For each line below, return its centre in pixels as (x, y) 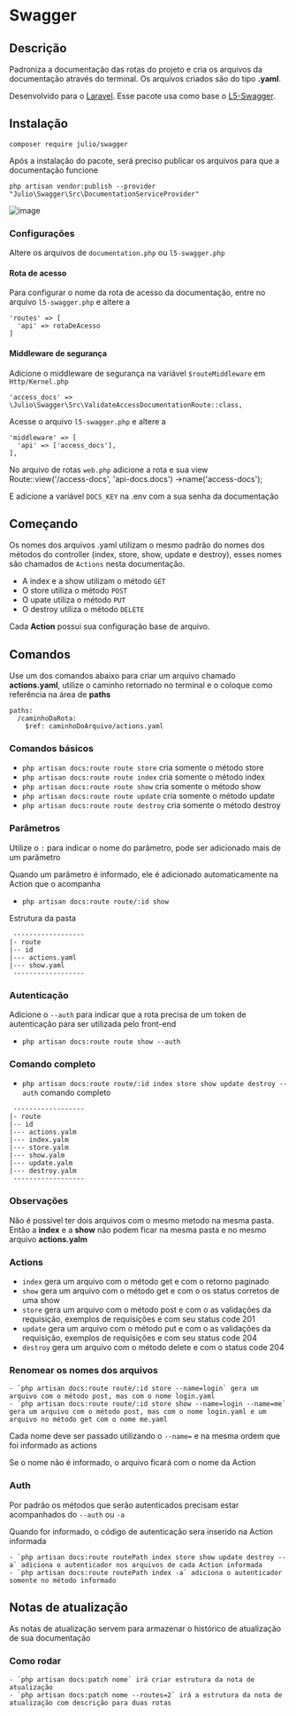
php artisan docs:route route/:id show (95, 901)
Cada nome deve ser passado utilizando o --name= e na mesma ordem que (145, 1436)
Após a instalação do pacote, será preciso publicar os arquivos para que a (144, 160)
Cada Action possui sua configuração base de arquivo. (110, 626)
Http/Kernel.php (39, 382)
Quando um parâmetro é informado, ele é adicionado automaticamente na (144, 874)
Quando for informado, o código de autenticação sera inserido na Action (141, 1531)
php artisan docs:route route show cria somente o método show (141, 787)
